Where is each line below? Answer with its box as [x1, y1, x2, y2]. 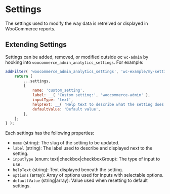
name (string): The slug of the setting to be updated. [12, 140, 120, 146]
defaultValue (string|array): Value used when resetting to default [12, 177, 148, 183]
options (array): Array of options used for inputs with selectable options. [12, 172, 163, 178]
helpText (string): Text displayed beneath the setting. [12, 167, 123, 173]
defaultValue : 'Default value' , [32, 106, 101, 112]
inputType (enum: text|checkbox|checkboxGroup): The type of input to [12, 156, 160, 162]
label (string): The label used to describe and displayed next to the [12, 145, 153, 151]
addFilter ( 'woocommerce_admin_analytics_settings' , [5, 69, 119, 74]
